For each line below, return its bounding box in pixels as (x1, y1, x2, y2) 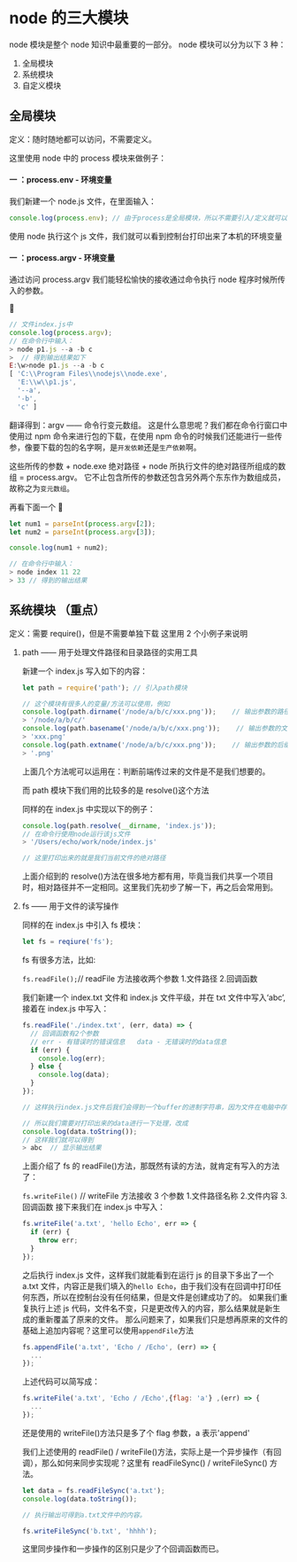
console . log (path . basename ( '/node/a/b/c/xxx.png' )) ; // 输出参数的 (21, 724, 281, 733)
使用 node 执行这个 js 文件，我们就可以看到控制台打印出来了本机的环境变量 (9, 230, 283, 241)
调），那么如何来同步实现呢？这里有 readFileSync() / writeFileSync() (21, 1457, 268, 1468)
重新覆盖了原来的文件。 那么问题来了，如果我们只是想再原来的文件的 (37, 1314, 288, 1324)
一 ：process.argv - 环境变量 (9, 253, 115, 263)
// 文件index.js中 (9, 320, 73, 329)
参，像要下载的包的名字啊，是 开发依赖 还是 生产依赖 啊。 (9, 441, 202, 452)
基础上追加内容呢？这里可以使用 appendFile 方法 (21, 1324, 194, 1335)
